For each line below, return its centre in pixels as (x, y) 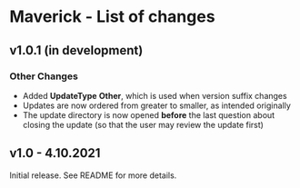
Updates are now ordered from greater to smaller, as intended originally (156, 105)
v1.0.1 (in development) (76, 50)
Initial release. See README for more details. (93, 175)
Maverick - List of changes (112, 17)
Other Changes (44, 76)
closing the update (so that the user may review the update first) (143, 124)
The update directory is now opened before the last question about (149, 114)
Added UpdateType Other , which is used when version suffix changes (155, 95)
